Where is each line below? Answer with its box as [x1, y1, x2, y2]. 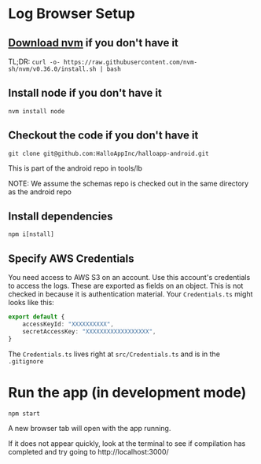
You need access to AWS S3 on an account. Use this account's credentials [8, 273, 251, 282]
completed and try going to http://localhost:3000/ [8, 447, 169, 456]
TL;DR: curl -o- [8, 57, 61, 66]
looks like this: [8, 298, 55, 307]
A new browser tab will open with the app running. [8, 423, 171, 433]
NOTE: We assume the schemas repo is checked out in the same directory [8, 179, 249, 188]
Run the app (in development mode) [8, 383, 247, 401]
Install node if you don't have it [8, 87, 163, 100]
